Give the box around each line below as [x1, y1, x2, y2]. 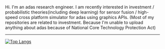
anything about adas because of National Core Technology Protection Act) [5, 25, 156, 31]
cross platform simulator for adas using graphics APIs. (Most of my [19, 15, 154, 20]
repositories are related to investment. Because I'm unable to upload [5, 19, 143, 25]
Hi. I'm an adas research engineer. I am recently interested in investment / [5, 4, 155, 10]
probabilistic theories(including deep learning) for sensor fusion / [5, 9, 137, 15]
